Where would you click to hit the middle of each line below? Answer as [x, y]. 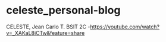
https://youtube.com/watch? [125, 27]
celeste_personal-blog [63, 10]
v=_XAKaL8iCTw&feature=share [46, 33]
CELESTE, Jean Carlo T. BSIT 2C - [48, 27]
